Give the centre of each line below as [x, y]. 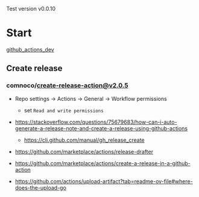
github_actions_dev [30, 49]
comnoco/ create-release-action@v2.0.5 [67, 85]
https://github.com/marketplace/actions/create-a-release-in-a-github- [103, 163]
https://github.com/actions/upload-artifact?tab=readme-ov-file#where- [104, 181]
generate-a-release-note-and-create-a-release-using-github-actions [101, 128]
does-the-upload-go [40, 187]
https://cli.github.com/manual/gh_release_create [84, 140]
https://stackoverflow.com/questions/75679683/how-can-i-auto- [96, 122]
